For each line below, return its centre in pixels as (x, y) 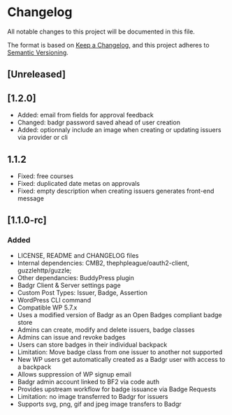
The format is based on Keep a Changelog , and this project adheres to (108, 45)
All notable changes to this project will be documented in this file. (101, 31)
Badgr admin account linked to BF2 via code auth (88, 381)
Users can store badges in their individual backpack (92, 344)
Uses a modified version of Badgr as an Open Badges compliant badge (119, 314)
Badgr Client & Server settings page (69, 285)
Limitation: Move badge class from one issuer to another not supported (120, 352)
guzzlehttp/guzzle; (44, 270)
